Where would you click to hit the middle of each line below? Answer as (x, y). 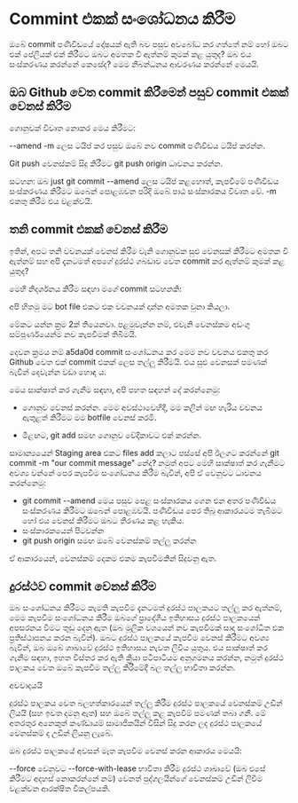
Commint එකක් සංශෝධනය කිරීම (122, 19)
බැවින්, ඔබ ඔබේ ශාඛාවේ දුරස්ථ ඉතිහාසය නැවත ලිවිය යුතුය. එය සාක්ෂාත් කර (138, 648)
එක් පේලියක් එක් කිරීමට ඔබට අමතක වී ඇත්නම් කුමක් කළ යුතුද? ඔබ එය (130, 54)
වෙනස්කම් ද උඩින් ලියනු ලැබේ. (61, 733)
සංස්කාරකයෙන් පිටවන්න (63, 530)
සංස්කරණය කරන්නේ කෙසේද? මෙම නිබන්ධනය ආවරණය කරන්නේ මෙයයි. (134, 64)
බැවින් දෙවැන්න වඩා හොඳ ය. (58, 372)
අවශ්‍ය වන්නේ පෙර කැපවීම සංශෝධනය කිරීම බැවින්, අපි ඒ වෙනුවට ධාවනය (135, 472)
